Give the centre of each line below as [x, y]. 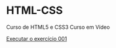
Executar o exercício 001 [37, 38]
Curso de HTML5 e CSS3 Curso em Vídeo [58, 27]
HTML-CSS [35, 10]
